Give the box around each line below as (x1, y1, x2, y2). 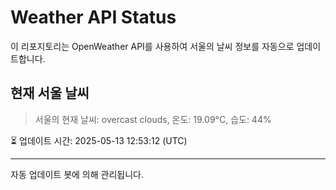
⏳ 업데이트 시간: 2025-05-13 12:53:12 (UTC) (10, 134, 188, 146)
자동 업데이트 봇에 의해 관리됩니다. (10, 168, 144, 180)
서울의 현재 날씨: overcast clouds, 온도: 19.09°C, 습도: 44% (34, 113, 272, 125)
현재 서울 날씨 (10, 85, 90, 102)
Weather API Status (10, 6, 177, 29)
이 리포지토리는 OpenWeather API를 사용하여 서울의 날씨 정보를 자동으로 (10, 40, 295, 52)
